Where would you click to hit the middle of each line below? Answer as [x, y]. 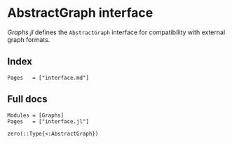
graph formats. [29, 39]
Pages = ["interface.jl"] [48, 121]
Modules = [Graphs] [36, 115]
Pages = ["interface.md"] [48, 78]
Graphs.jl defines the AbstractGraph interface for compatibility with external [116, 32]
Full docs [27, 99]
